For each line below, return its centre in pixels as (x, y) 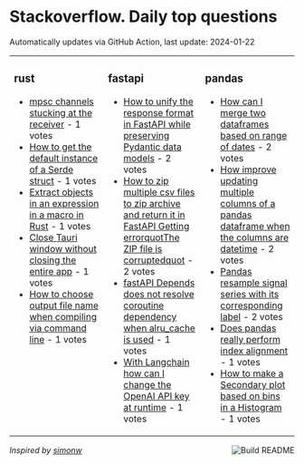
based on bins (250, 396)
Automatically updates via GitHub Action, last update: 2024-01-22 (132, 42)
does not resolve (159, 294)
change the (147, 384)
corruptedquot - (158, 260)
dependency (150, 316)
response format (159, 112)
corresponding (252, 305)
